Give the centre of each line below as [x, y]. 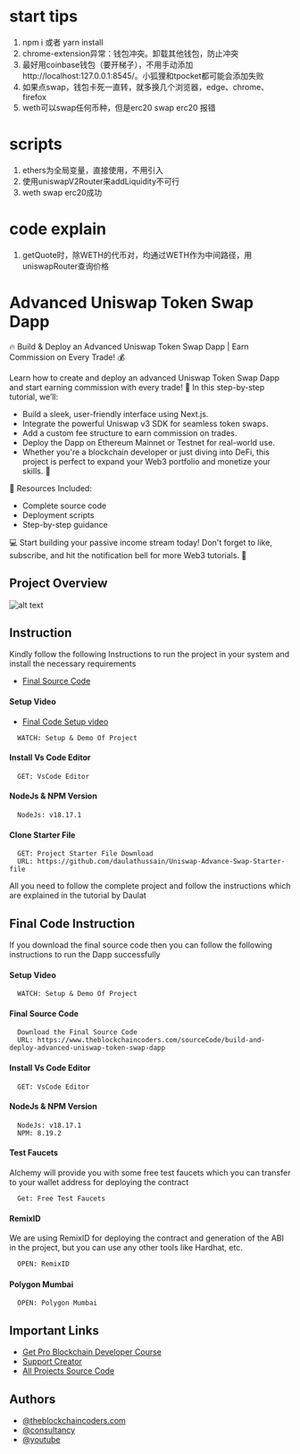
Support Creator [52, 1362]
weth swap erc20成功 [62, 192]
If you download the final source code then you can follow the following [141, 945]
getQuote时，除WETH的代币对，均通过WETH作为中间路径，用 [137, 255]
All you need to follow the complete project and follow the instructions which [150, 886]
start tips [44, 17]
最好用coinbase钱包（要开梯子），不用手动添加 [108, 64]
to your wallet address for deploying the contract [99, 1182]
